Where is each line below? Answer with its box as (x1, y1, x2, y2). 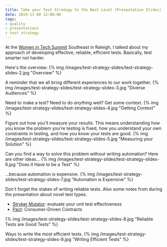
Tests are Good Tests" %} (5, 222, 58, 227)
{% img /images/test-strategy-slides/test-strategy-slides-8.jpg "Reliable (5, 216, 154, 222)
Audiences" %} (5, 90, 37, 96)
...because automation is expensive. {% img (5, 171, 95, 177)
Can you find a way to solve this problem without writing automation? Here (5, 151, 159, 157)
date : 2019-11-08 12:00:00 (5, 12, 61, 17)
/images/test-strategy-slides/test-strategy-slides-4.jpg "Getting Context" (5, 105, 156, 111)
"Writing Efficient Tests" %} (72, 237, 129, 242)
